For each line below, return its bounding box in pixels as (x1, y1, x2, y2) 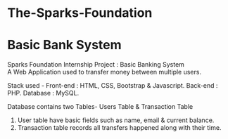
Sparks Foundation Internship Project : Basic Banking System (7, 60, 185, 69)
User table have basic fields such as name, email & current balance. (17, 116, 215, 124)
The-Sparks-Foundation (7, 5, 153, 21)
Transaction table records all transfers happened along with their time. (17, 124, 222, 132)
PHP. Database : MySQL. (7, 89, 80, 98)
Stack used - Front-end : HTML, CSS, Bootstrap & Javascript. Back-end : (7, 81, 218, 90)
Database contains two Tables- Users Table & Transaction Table (7, 102, 194, 111)
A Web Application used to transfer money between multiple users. (7, 68, 202, 77)
